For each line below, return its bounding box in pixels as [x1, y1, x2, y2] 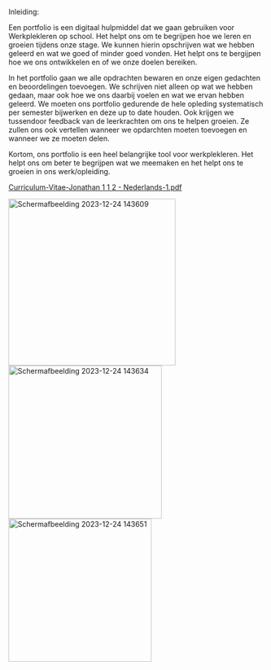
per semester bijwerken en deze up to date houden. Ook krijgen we [8, 107, 234, 117]
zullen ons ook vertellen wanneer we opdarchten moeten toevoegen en [8, 125, 247, 134]
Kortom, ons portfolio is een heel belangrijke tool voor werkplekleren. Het [8, 150, 254, 159]
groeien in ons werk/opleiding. [8, 167, 111, 176]
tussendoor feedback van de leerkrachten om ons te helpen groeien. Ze [8, 116, 250, 125]
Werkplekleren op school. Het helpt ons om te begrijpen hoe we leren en [8, 32, 251, 41]
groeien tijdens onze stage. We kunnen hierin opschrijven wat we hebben [8, 40, 255, 50]
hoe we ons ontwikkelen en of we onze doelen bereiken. [8, 57, 198, 67]
